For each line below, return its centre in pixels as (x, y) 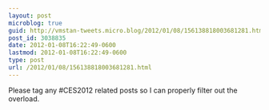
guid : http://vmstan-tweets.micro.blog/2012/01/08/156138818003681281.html (137, 30)
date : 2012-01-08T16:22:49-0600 (62, 45)
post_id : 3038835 (37, 38)
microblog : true (35, 23)
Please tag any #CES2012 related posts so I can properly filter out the (123, 90)
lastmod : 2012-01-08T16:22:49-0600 (68, 53)
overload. (24, 98)
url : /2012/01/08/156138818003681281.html (80, 68)
